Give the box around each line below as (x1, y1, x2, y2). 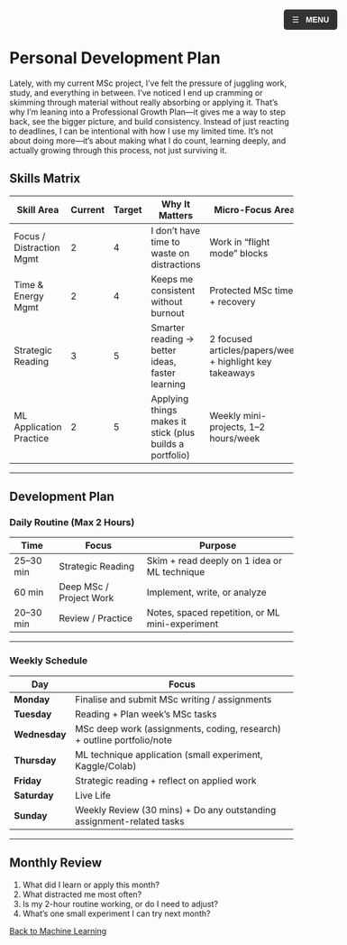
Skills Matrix (9, 171, 81, 187)
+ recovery (209, 295, 256, 308)
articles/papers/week (209, 344, 300, 357)
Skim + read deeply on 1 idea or (146, 554, 282, 567)
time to (151, 236, 180, 248)
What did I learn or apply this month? (22, 879, 160, 890)
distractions (151, 258, 201, 271)
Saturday (14, 789, 54, 801)
